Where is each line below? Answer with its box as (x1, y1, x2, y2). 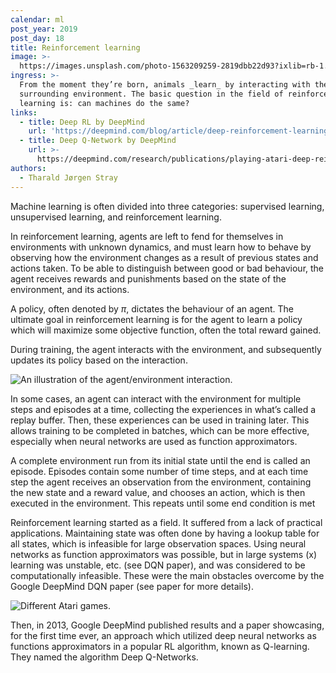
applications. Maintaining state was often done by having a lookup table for (10, 527, 320, 539)
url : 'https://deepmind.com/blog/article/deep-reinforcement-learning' (28, 126, 333, 136)
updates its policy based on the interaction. (10, 354, 188, 366)
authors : (10, 163, 47, 173)
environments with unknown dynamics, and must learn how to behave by (10, 241, 312, 253)
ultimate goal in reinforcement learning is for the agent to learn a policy (10, 313, 303, 325)
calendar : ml (10, 14, 65, 25)
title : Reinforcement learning (10, 42, 141, 53)
